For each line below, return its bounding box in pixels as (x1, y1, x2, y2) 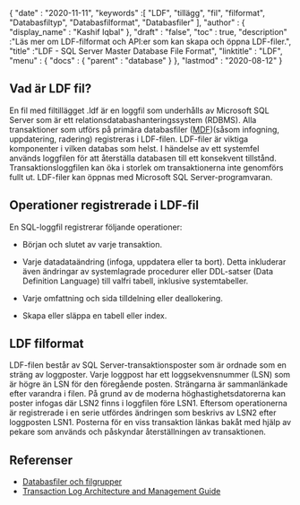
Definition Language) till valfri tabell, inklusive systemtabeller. (21, 275, 249, 286)
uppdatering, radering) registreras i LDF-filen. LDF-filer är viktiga (9, 134, 249, 144)
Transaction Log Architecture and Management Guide (21, 486, 221, 497)
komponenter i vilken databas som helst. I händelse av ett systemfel (9, 143, 260, 153)
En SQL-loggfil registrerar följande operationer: (9, 222, 183, 232)
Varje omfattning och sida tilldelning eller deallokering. (21, 292, 224, 303)
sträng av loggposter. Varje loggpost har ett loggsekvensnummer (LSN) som (9, 370, 291, 380)
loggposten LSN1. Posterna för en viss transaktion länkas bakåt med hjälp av (9, 417, 292, 428)
